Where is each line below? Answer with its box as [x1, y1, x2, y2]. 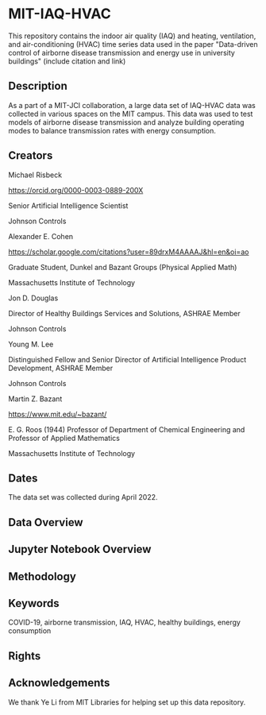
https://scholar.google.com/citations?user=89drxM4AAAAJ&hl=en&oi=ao [8, 247, 249, 257]
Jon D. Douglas [8, 293, 59, 303]
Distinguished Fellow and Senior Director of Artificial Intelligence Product [8, 354, 247, 364]
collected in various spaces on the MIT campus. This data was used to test [8, 109, 253, 118]
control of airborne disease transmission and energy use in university [8, 48, 236, 57]
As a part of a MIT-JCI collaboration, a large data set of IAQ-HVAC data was [8, 100, 256, 110]
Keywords [8, 597, 60, 610]
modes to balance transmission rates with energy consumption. [8, 126, 217, 135]
